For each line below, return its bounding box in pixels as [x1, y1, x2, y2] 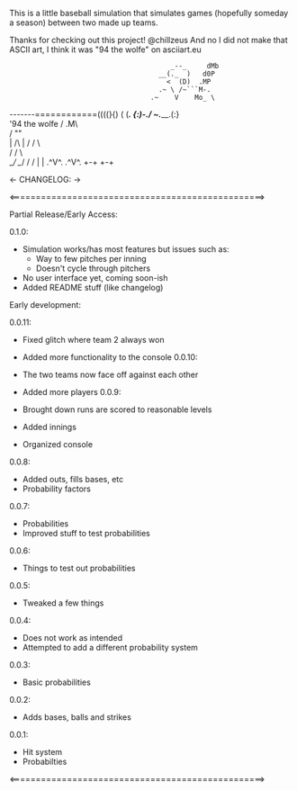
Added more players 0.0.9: [22, 387, 121, 397]
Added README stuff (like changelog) [22, 283, 164, 292]
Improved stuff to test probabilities [22, 528, 150, 538]
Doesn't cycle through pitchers [35, 263, 151, 274]
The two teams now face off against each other [22, 369, 199, 380]
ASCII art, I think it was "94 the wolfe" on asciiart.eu [9, 44, 202, 55]
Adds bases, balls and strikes [22, 712, 132, 723]
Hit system [22, 747, 63, 757]
